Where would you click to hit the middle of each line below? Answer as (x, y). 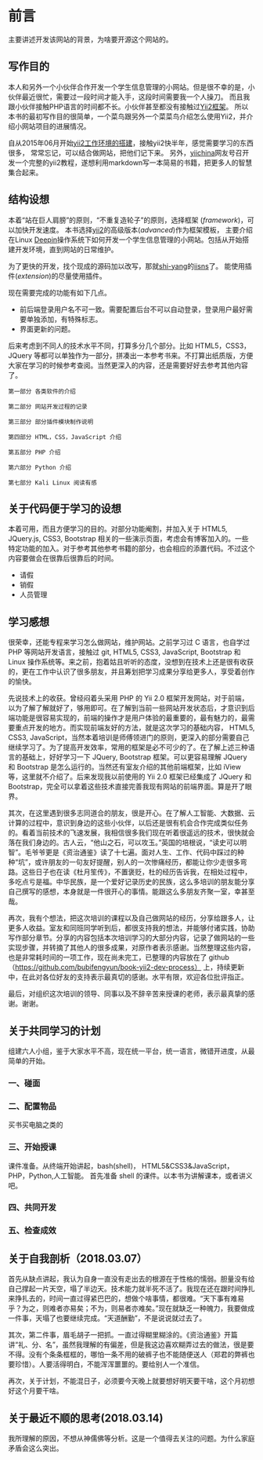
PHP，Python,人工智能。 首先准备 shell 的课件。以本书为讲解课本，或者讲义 (130, 1176)
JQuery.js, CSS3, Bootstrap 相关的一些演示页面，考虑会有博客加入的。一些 (128, 539)
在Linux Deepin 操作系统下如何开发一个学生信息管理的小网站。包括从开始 (125, 240)
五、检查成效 (32, 1231)
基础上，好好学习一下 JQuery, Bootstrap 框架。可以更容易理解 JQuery (135, 757)
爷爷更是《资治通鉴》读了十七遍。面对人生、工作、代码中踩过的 (135, 852)
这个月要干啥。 (39, 1391)
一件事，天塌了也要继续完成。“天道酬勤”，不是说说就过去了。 (107, 1318)
